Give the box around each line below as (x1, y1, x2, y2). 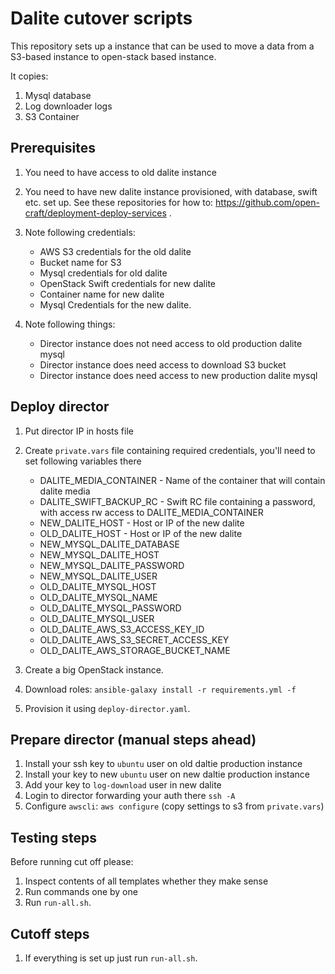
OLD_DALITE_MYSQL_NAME (39, 591, 158, 603)
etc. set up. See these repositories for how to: (24, 196, 214, 208)
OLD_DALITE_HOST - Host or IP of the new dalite (39, 527, 243, 539)
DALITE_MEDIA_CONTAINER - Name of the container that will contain (39, 474, 326, 486)
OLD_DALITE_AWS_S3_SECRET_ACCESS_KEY (39, 633, 230, 646)
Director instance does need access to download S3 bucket (39, 358, 287, 371)
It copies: (10, 70, 49, 82)
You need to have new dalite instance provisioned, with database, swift (24, 185, 318, 197)
